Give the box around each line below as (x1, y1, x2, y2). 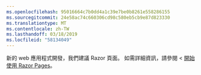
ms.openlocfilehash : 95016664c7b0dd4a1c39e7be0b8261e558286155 (6, 8, 171, 15)
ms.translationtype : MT (6, 20, 67, 26)
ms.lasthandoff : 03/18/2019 (6, 31, 78, 37)
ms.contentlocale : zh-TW (6, 25, 69, 32)
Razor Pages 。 (18, 62, 56, 69)
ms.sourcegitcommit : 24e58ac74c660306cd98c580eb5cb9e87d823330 (6, 15, 171, 21)
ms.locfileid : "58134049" (6, 37, 72, 43)
